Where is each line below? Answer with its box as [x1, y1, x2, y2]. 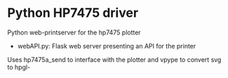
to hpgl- [7, 63, 31, 71]
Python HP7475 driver [7, 5, 139, 21]
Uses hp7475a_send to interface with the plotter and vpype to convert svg [7, 55, 222, 64]
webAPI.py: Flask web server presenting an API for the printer [17, 41, 196, 50]
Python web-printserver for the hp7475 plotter [7, 28, 142, 37]
